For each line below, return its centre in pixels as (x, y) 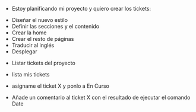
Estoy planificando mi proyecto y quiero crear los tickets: (81, 9)
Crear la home (29, 33)
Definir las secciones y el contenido (56, 26)
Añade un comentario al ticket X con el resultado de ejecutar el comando (101, 97)
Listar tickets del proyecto (43, 63)
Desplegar (24, 52)
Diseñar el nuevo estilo (40, 20)
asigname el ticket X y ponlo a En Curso (61, 86)
